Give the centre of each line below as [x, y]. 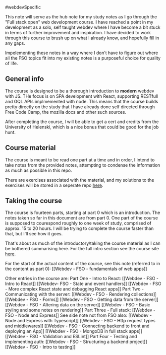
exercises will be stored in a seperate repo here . [54, 185]
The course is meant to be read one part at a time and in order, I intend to [80, 160]
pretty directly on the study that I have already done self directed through [80, 107]
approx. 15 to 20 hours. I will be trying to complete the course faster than [79, 228]
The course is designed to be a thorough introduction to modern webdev [80, 91]
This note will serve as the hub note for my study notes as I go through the [81, 17]
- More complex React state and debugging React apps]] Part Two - [75, 289]
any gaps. [15, 43]
